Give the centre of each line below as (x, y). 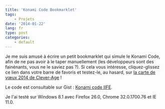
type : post (16, 33)
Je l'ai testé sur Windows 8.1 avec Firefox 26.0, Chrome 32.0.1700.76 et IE (81, 97)
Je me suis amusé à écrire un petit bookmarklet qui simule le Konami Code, (83, 56)
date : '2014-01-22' (25, 24)
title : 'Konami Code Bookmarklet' (41, 10)
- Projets (24, 19)
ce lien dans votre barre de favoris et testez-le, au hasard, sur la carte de (80, 72)
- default (24, 42)
